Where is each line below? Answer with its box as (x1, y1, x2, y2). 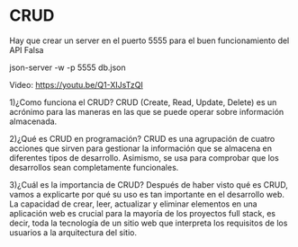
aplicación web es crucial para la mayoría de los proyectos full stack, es (9, 207, 276, 218)
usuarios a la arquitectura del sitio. (9, 226, 138, 238)
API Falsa (9, 44, 44, 55)
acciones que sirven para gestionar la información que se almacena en (9, 143, 273, 154)
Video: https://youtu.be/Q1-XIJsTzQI (9, 79, 144, 90)
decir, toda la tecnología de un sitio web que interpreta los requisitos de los (9, 217, 288, 228)
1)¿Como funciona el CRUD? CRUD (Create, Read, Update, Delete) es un (9, 96, 277, 108)
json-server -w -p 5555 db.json (9, 62, 126, 73)
